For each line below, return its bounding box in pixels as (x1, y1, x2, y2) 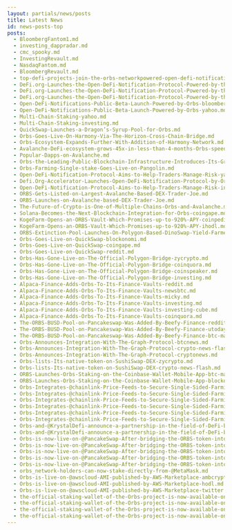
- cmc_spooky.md (13, 49, 60, 56)
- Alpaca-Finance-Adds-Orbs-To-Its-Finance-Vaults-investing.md (13, 300, 202, 307)
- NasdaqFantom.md (13, 62, 67, 69)
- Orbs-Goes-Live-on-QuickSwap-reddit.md (13, 249, 135, 256)
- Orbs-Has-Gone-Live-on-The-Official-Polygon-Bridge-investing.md (13, 274, 212, 281)
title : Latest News (7, 17, 64, 24)
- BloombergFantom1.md (13, 36, 79, 43)
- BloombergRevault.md (13, 68, 79, 75)
